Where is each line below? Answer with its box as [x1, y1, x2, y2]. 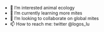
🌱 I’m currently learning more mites [9, 10, 82, 16]
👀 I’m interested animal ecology [9, 5, 75, 10]
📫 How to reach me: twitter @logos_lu [9, 21, 90, 27]
